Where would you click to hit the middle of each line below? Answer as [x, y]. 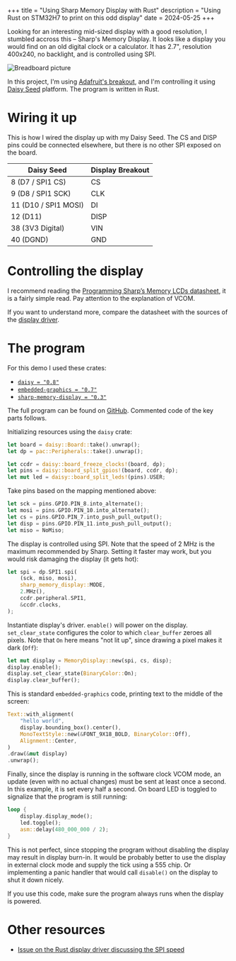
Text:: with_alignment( [41, 715]
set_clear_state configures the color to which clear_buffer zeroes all [110, 632]
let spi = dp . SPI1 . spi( [42, 572]
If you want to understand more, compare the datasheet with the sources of [118, 312]
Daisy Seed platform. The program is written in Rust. [83, 89]
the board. [22, 152]
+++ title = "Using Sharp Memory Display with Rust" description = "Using [114, 10]
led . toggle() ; [41, 823]
